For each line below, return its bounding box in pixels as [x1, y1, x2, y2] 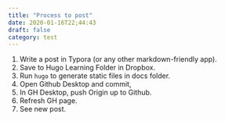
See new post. [19, 105, 67, 114]
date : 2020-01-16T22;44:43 [8, 19, 96, 27]
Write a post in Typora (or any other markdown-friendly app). [19, 55, 217, 64]
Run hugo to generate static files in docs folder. [19, 71, 171, 80]
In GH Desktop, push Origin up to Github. [19, 87, 152, 98]
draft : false [8, 26, 51, 34]
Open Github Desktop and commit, [19, 80, 132, 89]
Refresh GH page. [19, 96, 78, 105]
